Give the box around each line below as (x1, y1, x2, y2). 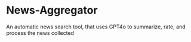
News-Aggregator (6, 4, 98, 17)
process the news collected (6, 29, 75, 36)
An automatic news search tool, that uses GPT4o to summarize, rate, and (6, 23, 186, 30)
